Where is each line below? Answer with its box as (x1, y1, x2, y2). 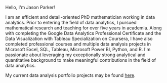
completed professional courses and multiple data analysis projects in (5, 41, 151, 47)
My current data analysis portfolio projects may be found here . (5, 72, 136, 78)
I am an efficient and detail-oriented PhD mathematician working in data (5, 14, 155, 20)
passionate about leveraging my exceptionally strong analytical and (5, 52, 146, 58)
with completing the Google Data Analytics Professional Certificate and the (5, 30, 161, 36)
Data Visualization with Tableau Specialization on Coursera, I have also (5, 35, 153, 41)
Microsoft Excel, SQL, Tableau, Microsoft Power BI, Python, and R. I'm (5, 47, 151, 52)
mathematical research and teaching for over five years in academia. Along (5, 25, 162, 31)
